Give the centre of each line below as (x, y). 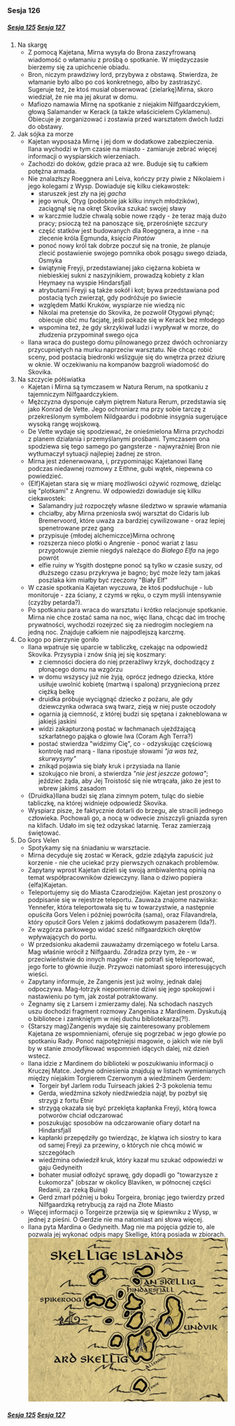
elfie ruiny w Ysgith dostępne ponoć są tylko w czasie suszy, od (130, 565)
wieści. (38, 974)
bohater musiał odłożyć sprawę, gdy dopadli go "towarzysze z (128, 1175)
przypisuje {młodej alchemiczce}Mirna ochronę (106, 535)
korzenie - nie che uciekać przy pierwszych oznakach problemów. (123, 862)
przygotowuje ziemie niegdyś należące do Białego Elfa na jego (129, 550)
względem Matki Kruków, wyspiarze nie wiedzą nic (112, 305)
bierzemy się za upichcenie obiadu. (79, 67)
